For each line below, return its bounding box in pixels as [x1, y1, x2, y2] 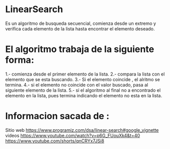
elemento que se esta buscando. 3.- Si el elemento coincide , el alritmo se [5, 76, 160, 82]
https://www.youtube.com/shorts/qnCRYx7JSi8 [5, 138, 105, 144]
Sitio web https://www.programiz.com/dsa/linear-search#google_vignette [5, 127, 159, 133]
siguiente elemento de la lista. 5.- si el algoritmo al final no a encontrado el [5, 87, 161, 93]
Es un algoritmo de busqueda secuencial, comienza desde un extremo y [5, 20, 156, 26]
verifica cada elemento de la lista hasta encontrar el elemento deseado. [5, 25, 155, 31]
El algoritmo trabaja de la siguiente [5, 44, 155, 55]
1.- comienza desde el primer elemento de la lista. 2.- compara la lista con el [5, 71, 165, 77]
